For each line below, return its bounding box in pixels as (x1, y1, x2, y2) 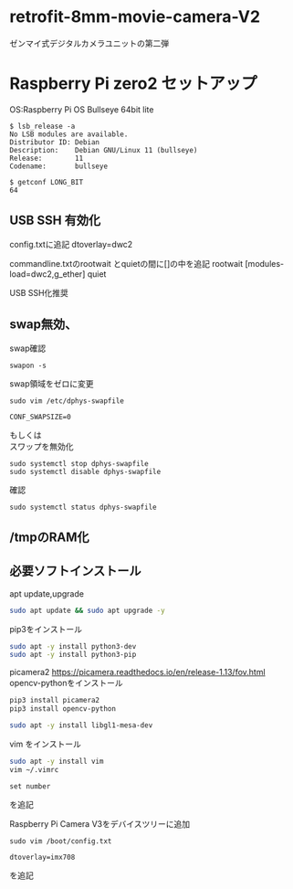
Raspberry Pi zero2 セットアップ (9, 73, 257, 94)
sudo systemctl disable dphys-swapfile (9, 467, 162, 476)
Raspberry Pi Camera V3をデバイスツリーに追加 (9, 818, 191, 829)
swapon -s (9, 361, 47, 370)
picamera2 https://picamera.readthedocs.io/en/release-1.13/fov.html (9, 667, 267, 678)
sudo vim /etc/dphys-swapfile (9, 396, 125, 406)
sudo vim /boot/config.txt (9, 836, 112, 846)
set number (9, 781, 51, 791)
